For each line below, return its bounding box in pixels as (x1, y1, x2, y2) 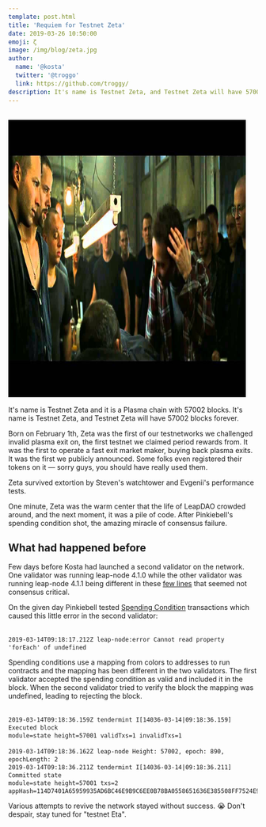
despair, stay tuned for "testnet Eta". (8, 810, 127, 819)
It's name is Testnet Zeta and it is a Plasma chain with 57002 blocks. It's (8, 405, 243, 414)
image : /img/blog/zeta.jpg (8, 46, 97, 55)
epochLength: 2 (8, 756, 59, 764)
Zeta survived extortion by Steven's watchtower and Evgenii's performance (8, 478, 255, 487)
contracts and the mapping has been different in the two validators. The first (8, 666, 257, 676)
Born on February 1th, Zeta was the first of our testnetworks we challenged (8, 429, 253, 438)
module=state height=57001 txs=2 (8, 779, 119, 787)
